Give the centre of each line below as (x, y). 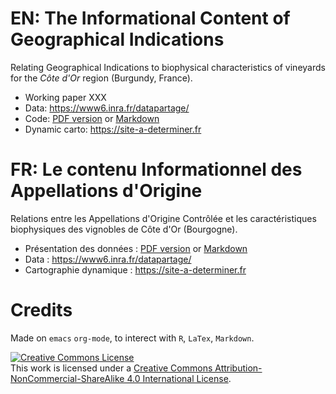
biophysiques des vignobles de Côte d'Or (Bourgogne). (124, 229)
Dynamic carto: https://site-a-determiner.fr (113, 129)
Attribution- (238, 368)
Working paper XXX (65, 97)
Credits (41, 310)
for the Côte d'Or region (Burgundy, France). (101, 78)
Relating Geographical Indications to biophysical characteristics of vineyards (168, 67)
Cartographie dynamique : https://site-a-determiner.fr (135, 269)
